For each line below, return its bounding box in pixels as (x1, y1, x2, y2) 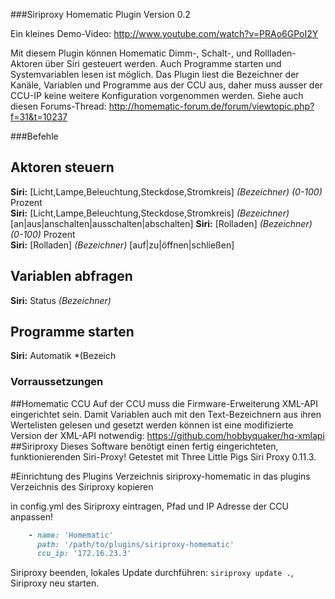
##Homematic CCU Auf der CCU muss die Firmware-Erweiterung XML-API (10, 397, 319, 409)
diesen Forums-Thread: (10, 100, 107, 112)
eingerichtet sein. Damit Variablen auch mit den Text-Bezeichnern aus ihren (10, 408, 322, 420)
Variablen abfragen (10, 268, 133, 285)
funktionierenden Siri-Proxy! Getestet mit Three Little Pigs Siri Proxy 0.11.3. (10, 450, 317, 463)
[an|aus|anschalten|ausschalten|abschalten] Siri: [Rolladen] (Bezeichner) (10, 217, 313, 229)
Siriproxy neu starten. (10, 577, 100, 589)
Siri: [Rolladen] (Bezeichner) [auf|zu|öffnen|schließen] (10, 239, 235, 251)
